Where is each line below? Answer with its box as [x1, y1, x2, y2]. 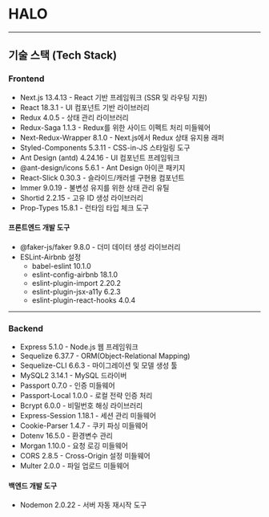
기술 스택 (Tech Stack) [8, 49, 118, 63]
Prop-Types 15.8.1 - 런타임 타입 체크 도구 [19, 202, 150, 213]
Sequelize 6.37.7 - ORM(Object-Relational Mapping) [19, 351, 191, 361]
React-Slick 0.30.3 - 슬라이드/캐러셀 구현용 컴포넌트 [19, 173, 186, 182]
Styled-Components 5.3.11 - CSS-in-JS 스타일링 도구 [19, 142, 191, 153]
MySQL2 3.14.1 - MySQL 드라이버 [19, 371, 127, 381]
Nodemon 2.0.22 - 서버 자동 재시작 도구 [19, 500, 147, 510]
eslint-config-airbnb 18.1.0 [31, 270, 118, 279]
